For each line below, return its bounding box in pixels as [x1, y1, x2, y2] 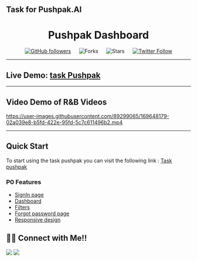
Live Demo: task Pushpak [6, 70, 101, 80]
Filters [14, 204, 30, 211]
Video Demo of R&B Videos [6, 97, 107, 107]
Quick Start [6, 141, 49, 152]
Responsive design [14, 216, 61, 223]
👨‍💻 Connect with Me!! [6, 233, 87, 243]
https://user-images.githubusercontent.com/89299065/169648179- [6, 112, 169, 119]
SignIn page [14, 191, 44, 199]
